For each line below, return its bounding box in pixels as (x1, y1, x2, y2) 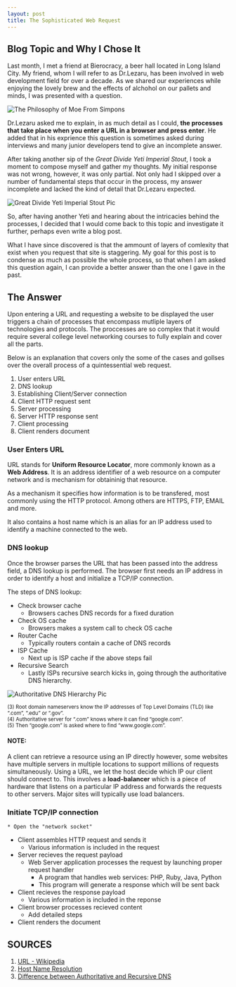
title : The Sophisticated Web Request (7, 17, 121, 24)
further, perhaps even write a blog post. (7, 227, 122, 236)
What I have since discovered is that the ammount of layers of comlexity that (7, 241, 229, 249)
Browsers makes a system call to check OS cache (27, 623, 173, 632)
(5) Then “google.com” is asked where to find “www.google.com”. (7, 721, 166, 729)
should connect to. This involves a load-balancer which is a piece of (7, 774, 206, 783)
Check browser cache (17, 601, 82, 609)
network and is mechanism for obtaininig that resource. (7, 476, 167, 484)
